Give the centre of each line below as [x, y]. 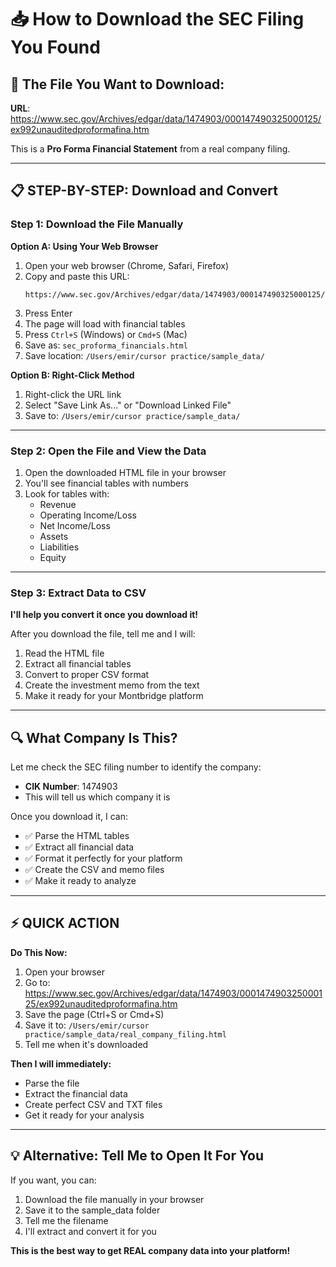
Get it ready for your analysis [84, 1115]
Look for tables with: [67, 493]
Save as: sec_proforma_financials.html [106, 345]
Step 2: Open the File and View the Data [108, 451]
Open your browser [64, 972]
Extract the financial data [76, 1093]
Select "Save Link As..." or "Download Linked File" [128, 405]
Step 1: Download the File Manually [97, 224]
